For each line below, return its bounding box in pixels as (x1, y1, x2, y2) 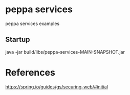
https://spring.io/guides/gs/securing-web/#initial (5, 83, 109, 90)
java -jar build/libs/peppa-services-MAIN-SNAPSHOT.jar (5, 49, 125, 55)
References (5, 66, 55, 78)
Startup (5, 35, 30, 44)
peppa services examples (5, 20, 60, 27)
